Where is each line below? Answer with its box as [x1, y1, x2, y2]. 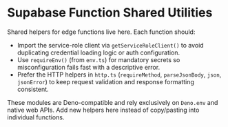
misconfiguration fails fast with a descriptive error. [17, 63, 160, 71]
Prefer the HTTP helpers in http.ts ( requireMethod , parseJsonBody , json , [17, 70, 222, 79]
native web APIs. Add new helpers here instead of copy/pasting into [7, 106, 200, 114]
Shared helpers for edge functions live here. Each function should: [7, 28, 196, 36]
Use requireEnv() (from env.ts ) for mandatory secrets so [17, 55, 180, 63]
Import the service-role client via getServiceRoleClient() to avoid [17, 41, 205, 49]
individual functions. [7, 113, 65, 121]
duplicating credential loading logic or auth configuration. [17, 48, 180, 57]
